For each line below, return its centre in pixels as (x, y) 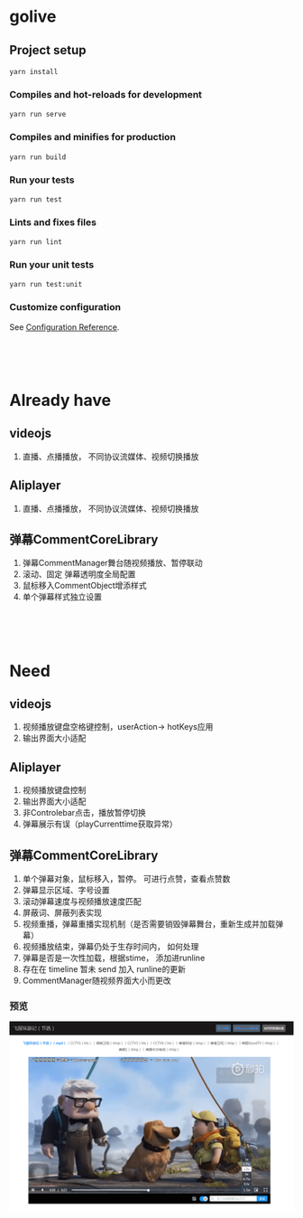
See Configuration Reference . (64, 326)
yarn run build (38, 157)
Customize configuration (65, 307)
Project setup (48, 50)
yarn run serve (38, 115)
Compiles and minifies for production (92, 137)
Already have (60, 400)
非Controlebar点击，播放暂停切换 (84, 813)
